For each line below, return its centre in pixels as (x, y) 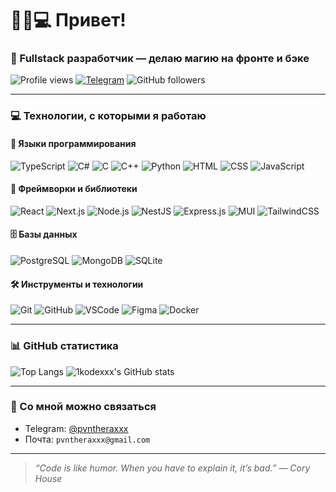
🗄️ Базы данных (44, 234)
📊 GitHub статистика (64, 346)
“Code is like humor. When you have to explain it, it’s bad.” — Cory (172, 468)
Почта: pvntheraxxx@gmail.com (87, 439)
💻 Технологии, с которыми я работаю (108, 116)
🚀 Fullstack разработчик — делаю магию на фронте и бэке (160, 59)
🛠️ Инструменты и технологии (77, 284)
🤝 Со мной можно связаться (83, 407)
